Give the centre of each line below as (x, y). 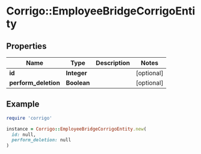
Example (23, 104)
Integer (76, 73)
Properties (26, 46)
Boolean (78, 83)
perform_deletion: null (41, 140)
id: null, (24, 134)
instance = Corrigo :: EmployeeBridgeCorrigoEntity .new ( (76, 129)
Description (113, 63)
